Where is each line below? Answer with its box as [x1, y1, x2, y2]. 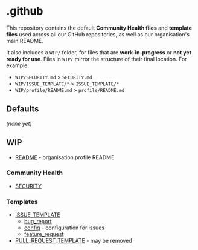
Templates [6, 197, 38, 206]
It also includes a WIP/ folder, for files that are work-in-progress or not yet [6, 48, 192, 56]
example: [6, 62, 29, 69]
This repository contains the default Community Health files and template [6, 24, 192, 31]
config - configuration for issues [24, 224, 104, 231]
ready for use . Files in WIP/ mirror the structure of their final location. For [6, 55, 187, 62]
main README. [6, 37, 44, 44]
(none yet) [6, 120, 32, 127]
